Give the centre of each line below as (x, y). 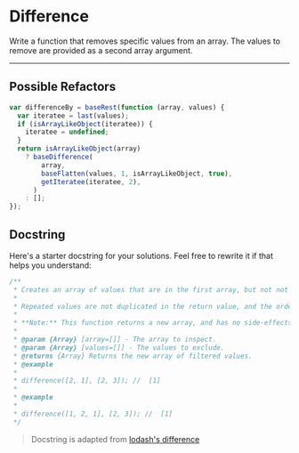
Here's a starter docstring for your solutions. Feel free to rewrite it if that (141, 255)
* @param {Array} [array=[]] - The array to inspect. (115, 340)
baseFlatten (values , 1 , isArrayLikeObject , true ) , (137, 174)
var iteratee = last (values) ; (73, 116)
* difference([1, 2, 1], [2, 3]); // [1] (93, 414)
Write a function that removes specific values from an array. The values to (145, 41)
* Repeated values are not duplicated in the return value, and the (143, 306)
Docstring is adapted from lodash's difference (115, 439)
